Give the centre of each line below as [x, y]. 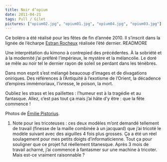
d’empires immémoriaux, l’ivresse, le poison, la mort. [59, 84]
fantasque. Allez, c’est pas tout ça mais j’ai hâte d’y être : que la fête [75, 99]
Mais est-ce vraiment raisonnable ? [48, 155]
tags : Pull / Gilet [25, 19]
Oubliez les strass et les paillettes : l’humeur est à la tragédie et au [73, 93]
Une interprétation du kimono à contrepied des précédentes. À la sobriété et [83, 53]
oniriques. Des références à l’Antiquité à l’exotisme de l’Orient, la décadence [83, 78]
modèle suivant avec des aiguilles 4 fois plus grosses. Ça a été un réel [84, 134]
